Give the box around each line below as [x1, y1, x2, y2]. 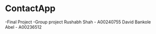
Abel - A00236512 [5, 24, 42, 30]
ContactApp [5, 3, 56, 14]
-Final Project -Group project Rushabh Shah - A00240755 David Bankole [5, 19, 151, 25]
